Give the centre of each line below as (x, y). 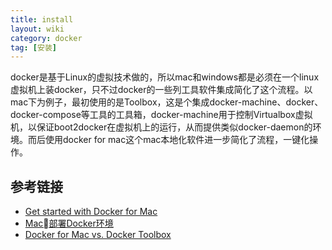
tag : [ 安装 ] (33, 47)
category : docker (46, 38)
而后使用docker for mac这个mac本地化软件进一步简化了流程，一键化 (168, 140)
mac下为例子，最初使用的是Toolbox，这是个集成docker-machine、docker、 (167, 102)
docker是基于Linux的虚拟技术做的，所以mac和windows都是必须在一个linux (165, 77)
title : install (42, 19)
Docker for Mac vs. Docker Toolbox (98, 235)
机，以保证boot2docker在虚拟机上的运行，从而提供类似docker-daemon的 (161, 127)
